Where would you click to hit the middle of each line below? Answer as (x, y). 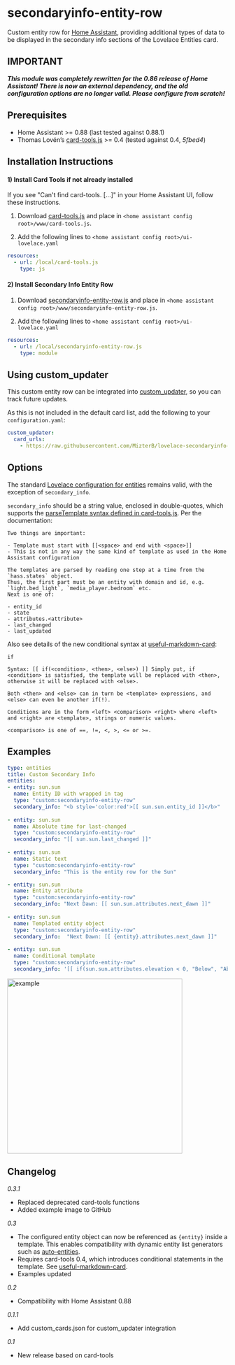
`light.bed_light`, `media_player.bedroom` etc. (79, 588)
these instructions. (34, 202)
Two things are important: (47, 533)
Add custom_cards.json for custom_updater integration (97, 1328)
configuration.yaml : (36, 420)
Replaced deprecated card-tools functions (78, 1202)
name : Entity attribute (48, 891)
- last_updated (29, 631)
